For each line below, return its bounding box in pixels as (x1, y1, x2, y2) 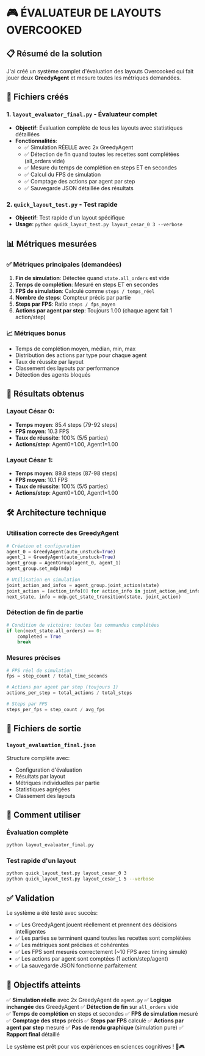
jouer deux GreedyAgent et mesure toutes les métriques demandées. (6, 74, 181, 81)
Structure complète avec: (6, 754, 70, 761)
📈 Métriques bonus (6, 329, 66, 338)
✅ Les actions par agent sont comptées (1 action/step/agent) (15, 954, 169, 962)
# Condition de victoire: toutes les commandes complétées (6, 622, 160, 628)
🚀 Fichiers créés (6, 92, 69, 102)
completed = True (17, 633, 62, 640)
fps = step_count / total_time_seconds (6, 673, 108, 679)
